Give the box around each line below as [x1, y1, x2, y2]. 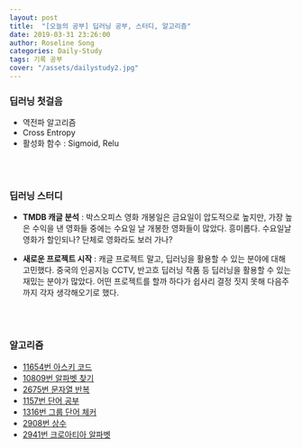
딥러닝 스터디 [9, 190, 63, 203]
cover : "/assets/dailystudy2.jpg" [9, 64, 140, 73]
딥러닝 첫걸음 [9, 95, 63, 107]
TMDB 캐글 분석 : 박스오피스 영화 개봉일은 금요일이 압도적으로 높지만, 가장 [22, 212, 284, 223]
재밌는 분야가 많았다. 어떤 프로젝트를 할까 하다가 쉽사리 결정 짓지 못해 [22, 276, 266, 287]
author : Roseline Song [9, 38, 95, 48]
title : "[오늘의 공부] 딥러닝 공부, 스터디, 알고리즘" [9, 22, 192, 31]
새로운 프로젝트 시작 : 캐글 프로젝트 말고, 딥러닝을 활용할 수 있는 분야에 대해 [22, 253, 287, 264]
